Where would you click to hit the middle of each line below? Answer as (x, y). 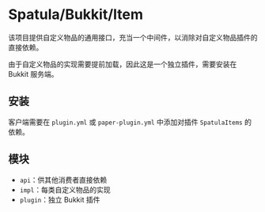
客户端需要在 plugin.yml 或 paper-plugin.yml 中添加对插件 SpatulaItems (125, 122)
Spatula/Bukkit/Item (76, 15)
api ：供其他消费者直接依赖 (63, 180)
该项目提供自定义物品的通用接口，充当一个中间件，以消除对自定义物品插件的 (133, 37)
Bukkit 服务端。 (33, 74)
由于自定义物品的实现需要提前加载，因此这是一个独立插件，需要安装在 (123, 64)
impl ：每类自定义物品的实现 (65, 189)
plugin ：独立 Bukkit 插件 (60, 199)
